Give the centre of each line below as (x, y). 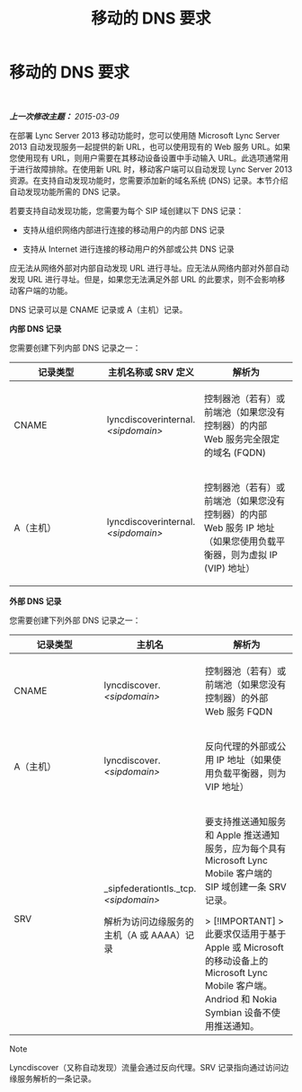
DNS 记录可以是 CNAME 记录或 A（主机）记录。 (98, 309)
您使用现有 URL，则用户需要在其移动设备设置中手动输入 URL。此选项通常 (145, 157)
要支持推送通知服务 (246, 821)
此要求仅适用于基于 (246, 934)
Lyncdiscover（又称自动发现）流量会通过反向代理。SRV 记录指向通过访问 (145, 1067)
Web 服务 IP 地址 (239, 528)
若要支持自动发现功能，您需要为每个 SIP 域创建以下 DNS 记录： (127, 210)
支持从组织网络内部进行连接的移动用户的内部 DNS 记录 (124, 229)
